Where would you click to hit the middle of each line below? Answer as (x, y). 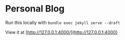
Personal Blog (35, 9)
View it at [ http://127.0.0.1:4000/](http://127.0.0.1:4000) (61, 32)
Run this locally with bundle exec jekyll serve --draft (63, 22)
